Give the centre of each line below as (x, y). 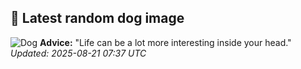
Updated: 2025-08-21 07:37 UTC (78, 53)
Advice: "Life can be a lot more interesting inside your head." (165, 42)
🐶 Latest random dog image (97, 18)
